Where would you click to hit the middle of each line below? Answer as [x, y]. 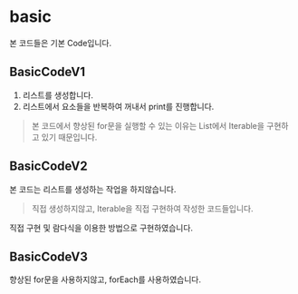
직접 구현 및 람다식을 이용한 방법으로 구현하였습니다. [101, 228]
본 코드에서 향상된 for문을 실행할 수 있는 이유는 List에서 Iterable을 [148, 125]
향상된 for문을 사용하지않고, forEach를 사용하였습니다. [106, 279]
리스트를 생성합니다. [58, 95]
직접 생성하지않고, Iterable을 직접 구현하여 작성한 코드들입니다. [142, 208]
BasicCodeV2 [48, 167]
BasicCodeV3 [49, 256]
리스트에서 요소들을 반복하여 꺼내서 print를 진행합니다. [118, 106]
